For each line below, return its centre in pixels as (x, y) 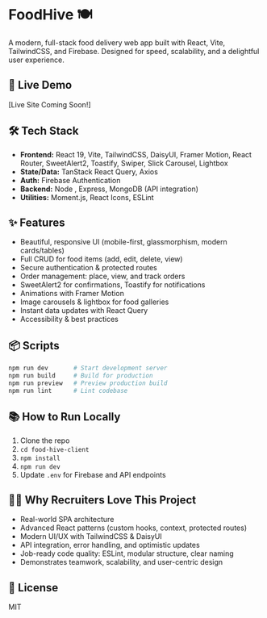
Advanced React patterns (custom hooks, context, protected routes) (133, 528)
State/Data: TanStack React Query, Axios (89, 171)
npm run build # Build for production (81, 376)
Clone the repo (45, 441)
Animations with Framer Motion (72, 294)
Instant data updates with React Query (84, 311)
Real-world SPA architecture (67, 520)
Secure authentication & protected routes (88, 268)
